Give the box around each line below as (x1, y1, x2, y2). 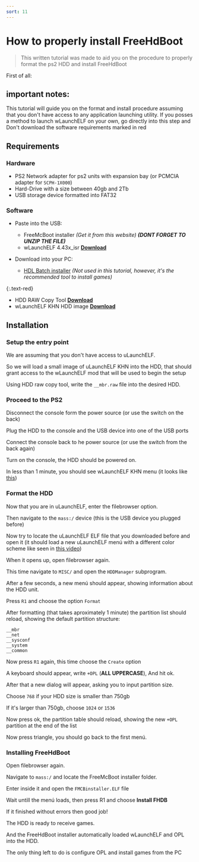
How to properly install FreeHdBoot (6, 34, 183, 48)
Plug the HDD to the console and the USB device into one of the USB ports (6, 427, 189, 435)
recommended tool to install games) (23, 273, 113, 280)
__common (6, 647, 28, 654)
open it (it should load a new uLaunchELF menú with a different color (6, 538, 175, 545)
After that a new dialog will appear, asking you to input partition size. (6, 681, 174, 688)
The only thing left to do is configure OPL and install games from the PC (6, 849, 182, 856)
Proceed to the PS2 (6, 395, 63, 404)
